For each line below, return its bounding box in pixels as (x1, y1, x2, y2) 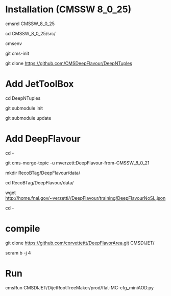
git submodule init (5, 105, 43, 111)
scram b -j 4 (5, 249, 32, 256)
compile (5, 223, 40, 234)
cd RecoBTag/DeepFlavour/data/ (5, 179, 74, 185)
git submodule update (5, 115, 52, 121)
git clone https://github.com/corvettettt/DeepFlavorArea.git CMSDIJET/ (5, 240, 155, 246)
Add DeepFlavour (5, 133, 81, 144)
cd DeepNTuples (5, 95, 41, 101)
